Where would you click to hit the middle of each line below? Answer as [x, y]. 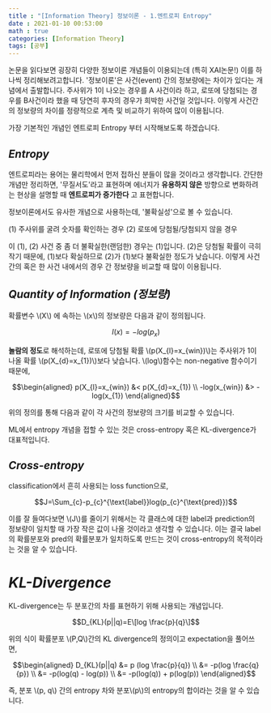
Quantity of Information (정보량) [90, 295]
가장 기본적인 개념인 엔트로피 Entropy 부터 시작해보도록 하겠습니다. [114, 128]
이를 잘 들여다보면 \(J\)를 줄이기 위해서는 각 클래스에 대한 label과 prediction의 [132, 519]
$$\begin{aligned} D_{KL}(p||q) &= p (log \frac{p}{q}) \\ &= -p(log [122, 665]
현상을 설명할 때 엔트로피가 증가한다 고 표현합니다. [95, 194]
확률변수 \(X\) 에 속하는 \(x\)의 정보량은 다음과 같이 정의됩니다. [107, 315]
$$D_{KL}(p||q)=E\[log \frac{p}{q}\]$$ [136, 622]
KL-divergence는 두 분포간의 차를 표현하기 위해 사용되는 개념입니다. [116, 606]
